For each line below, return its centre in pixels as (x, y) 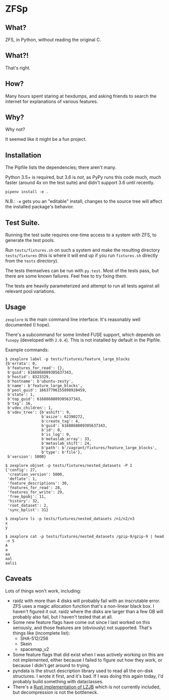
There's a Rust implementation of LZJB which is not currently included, (87, 687)
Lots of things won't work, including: (43, 591)
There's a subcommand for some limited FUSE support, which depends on (83, 335)
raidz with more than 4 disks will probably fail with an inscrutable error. (87, 601)
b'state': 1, (21, 394)
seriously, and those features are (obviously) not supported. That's (82, 628)
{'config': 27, (21, 470)
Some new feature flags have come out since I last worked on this (81, 622)
